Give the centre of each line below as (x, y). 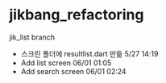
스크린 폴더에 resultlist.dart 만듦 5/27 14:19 (89, 53)
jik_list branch (32, 37)
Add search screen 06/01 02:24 (74, 71)
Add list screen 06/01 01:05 (66, 63)
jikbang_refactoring (77, 15)
